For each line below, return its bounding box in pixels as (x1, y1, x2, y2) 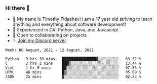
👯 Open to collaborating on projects (12, 32, 87, 38)
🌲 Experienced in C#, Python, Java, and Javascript (12, 27, 119, 33)
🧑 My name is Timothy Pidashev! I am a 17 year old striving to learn (12, 16, 152, 22)
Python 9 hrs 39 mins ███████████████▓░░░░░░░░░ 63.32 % (5, 57, 142, 62)
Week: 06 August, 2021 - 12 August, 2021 (5, 48, 94, 53)
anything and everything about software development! (12, 21, 126, 27)
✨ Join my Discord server (12, 37, 67, 44)
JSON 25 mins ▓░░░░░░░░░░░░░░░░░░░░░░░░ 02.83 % (5, 74, 142, 79)
